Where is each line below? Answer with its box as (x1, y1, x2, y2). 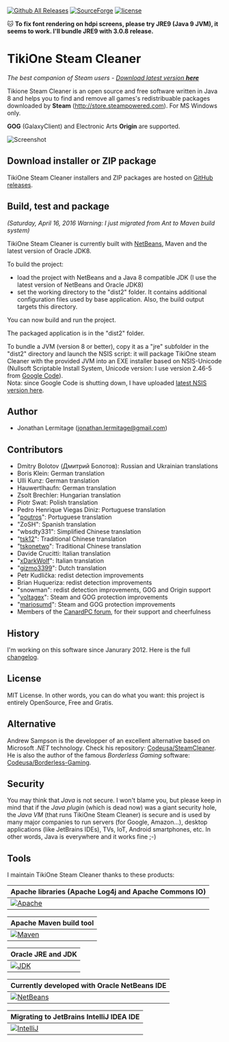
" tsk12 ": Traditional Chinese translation (16, 535, 126, 543)
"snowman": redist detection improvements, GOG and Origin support (16, 586, 211, 594)
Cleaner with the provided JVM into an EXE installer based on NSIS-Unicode (7, 356, 222, 365)
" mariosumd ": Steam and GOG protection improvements (16, 601, 176, 609)
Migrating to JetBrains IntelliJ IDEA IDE (10, 1012, 140, 1021)
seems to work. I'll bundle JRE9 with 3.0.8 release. (7, 27, 154, 35)
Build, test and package (7, 201, 109, 213)
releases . (7, 180, 33, 189)
